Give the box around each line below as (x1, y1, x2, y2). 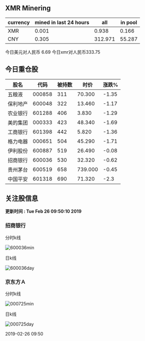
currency (7, 19, 30, 26)
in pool (120, 19, 137, 26)
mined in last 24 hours (34, 19, 89, 26)
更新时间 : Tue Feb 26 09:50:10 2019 (5, 208, 81, 215)
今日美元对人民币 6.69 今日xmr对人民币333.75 (5, 49, 100, 55)
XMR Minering (5, 4, 51, 13)
